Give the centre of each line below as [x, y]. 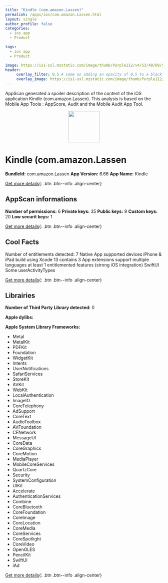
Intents [19, 363]
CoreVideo [23, 544]
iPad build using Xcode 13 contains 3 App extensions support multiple [77, 259]
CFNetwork [24, 432]
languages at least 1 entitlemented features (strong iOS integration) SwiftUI [82, 265]
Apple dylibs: [19, 317]
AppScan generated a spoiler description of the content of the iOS [73, 93]
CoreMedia [24, 528]
